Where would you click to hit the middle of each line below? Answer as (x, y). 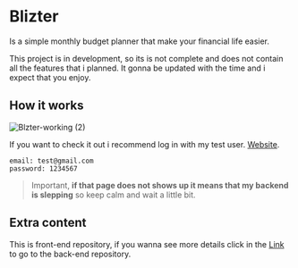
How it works (47, 106)
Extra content (48, 223)
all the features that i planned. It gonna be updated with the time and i (137, 68)
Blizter (34, 17)
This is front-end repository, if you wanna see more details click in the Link (147, 244)
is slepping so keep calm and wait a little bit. (113, 195)
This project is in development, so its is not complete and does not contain (146, 58)
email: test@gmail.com (51, 161)
